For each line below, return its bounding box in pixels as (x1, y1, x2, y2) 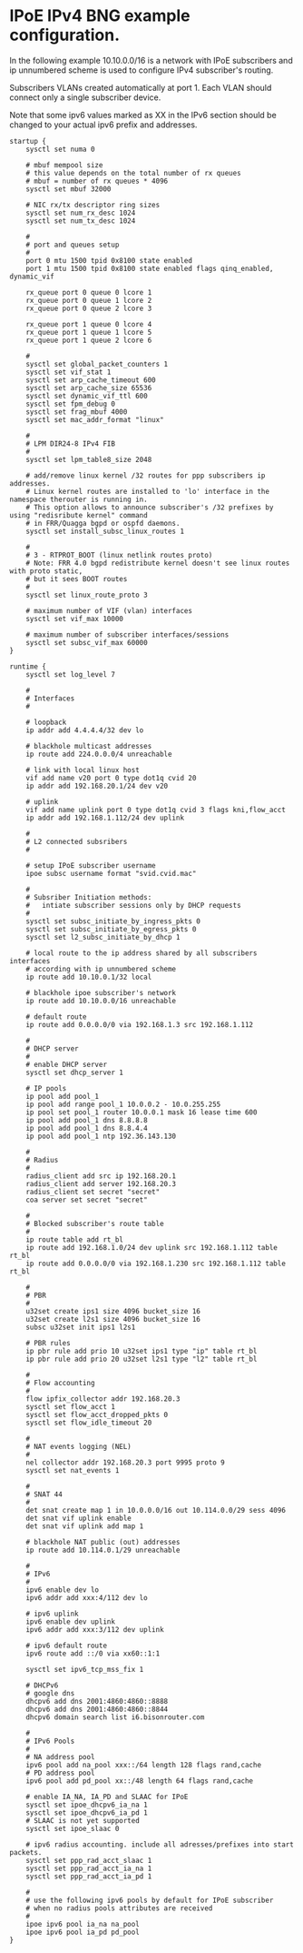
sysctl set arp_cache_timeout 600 (25, 375, 156, 385)
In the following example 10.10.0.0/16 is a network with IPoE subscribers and (9, 55, 293, 65)
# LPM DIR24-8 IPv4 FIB (25, 438, 116, 448)
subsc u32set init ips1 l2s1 (25, 1323, 136, 1332)
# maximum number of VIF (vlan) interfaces (25, 606, 193, 615)
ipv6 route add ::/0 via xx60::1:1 (25, 1648, 161, 1658)
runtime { (9, 661, 47, 671)
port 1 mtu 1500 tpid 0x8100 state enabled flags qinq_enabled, (25, 264, 274, 273)
